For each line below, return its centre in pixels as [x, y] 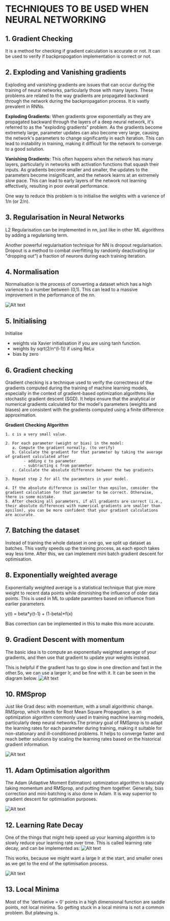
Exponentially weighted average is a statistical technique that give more [80, 587]
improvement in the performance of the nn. [50, 295]
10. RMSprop [26, 694]
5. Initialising [26, 321]
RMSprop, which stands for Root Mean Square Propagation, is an [73, 712]
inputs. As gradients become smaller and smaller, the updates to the [77, 170]
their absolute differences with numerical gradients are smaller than [83, 506]
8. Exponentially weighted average [62, 575]
